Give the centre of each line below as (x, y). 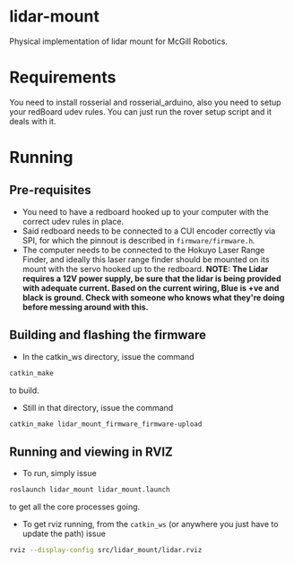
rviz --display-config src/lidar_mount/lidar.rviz (106, 550)
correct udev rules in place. (73, 221)
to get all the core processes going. (75, 507)
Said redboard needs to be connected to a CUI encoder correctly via (149, 231)
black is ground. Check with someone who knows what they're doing (153, 297)
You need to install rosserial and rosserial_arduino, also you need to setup (145, 102)
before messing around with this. (86, 307)
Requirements (63, 77)
